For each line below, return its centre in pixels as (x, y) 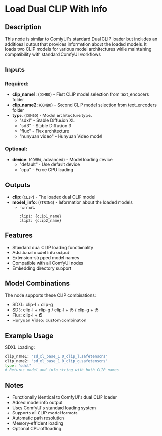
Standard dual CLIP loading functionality (53, 247)
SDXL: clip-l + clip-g (32, 305)
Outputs (18, 185)
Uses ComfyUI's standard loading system (54, 408)
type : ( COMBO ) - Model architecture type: (52, 115)
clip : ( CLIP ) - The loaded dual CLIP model (54, 197)
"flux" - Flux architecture (44, 131)
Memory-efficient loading (38, 423)
